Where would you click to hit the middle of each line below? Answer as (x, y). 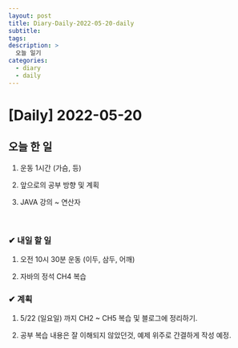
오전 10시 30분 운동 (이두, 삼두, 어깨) (77, 259)
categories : (28, 61)
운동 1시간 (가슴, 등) (50, 168)
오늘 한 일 (30, 147)
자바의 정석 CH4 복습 (53, 276)
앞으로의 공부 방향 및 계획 (60, 185)
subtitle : (25, 31)
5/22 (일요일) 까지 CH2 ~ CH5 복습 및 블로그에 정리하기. (109, 318)
